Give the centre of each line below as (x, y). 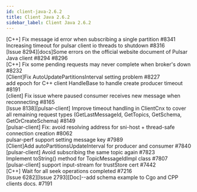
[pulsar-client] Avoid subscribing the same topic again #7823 (81, 152)
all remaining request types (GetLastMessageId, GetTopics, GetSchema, (94, 115)
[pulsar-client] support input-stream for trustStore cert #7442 (81, 165)
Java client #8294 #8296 (37, 58)
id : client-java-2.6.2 (34, 12)
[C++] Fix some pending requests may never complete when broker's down (98, 64)
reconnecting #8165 (30, 102)
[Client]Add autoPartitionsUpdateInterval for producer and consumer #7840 (98, 146)
